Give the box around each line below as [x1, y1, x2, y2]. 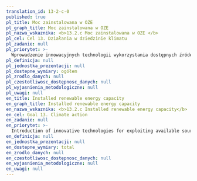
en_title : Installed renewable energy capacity [6, 95, 125, 101]
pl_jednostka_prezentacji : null [6, 62, 85, 69]
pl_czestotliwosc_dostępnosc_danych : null [6, 79, 111, 85]
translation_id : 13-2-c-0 [6, 8, 69, 15]
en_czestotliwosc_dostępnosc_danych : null [6, 155, 111, 161]
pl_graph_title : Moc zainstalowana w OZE [6, 25, 109, 31]
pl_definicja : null [6, 57, 54, 63]
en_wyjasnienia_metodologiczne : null [6, 161, 98, 166]
